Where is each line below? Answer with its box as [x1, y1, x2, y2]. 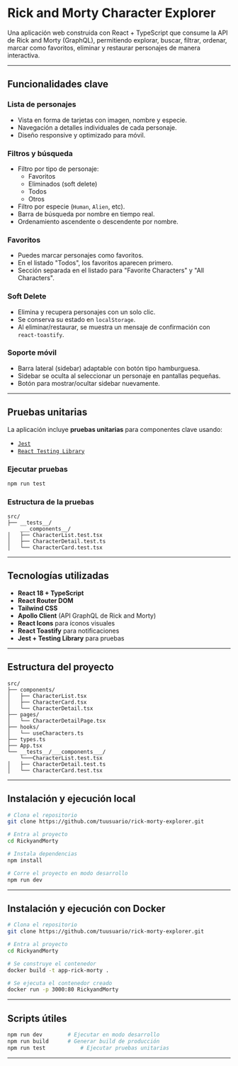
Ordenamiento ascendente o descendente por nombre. [17, 217, 178, 226]
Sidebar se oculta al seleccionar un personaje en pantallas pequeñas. [17, 371, 221, 380]
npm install [7, 857, 42, 864]
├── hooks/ [7, 723, 40, 731]
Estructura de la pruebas [7, 496, 94, 506]
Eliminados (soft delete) [28, 179, 98, 188]
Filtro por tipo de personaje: [17, 165, 99, 173]
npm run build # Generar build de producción [7, 1038, 160, 1045]
